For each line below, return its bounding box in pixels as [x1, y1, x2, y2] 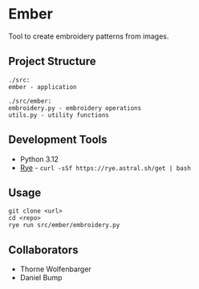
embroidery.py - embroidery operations [8, 104, 142, 112]
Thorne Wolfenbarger [19, 264, 92, 274]
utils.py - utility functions [8, 111, 110, 119]
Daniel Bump [19, 273, 63, 283]
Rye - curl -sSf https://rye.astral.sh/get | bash [19, 162, 191, 173]
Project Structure [8, 55, 96, 68]
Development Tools [8, 133, 108, 147]
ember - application [8, 83, 78, 91]
